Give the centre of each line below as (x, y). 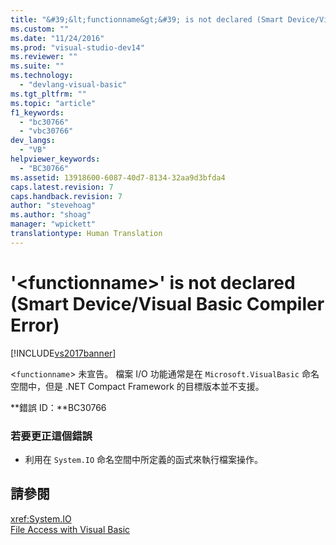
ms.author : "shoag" (51, 215)
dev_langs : (33, 141)
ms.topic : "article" (53, 103)
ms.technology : (42, 76)
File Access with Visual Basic (70, 529)
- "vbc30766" (46, 131)
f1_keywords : (37, 112)
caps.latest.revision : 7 (62, 187)
